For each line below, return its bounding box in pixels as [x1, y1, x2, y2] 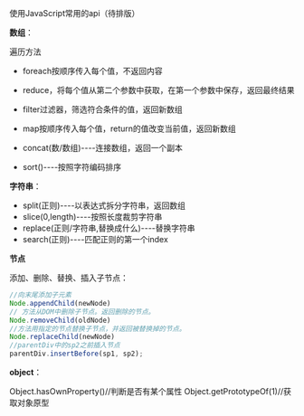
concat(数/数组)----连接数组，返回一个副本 [22, 143, 184, 153]
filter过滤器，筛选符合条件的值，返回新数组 [22, 104, 183, 115]
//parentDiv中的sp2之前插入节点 [9, 341, 120, 350]
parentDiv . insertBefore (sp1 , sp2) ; [9, 349, 144, 359]
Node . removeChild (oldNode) [9, 316, 111, 325]
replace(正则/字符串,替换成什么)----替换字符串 [22, 222, 196, 233]
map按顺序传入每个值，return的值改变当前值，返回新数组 [22, 123, 237, 134]
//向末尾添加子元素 [9, 290, 72, 299]
